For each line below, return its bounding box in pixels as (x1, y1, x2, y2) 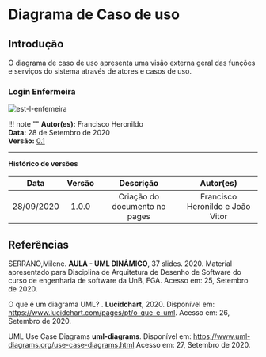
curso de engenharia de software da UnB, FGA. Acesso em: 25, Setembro (8, 275, 249, 286)
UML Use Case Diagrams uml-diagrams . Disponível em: (8, 332, 192, 341)
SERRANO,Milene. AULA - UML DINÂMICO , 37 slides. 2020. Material (8, 259, 232, 268)
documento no (112, 201, 166, 212)
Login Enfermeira (8, 85, 76, 97)
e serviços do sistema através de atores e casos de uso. (8, 66, 192, 76)
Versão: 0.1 (8, 136, 45, 146)
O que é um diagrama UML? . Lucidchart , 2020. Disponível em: (8, 299, 215, 310)
